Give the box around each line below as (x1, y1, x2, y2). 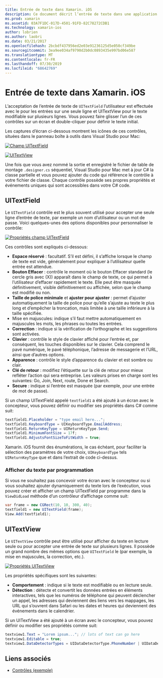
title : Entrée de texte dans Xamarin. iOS (5, 7, 92, 12)
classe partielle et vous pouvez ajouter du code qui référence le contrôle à (5, 172, 154, 178)
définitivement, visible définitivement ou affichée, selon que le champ (12, 284, 151, 290)
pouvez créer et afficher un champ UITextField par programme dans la (5, 488, 146, 494)
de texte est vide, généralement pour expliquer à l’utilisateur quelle (12, 258, 146, 264)
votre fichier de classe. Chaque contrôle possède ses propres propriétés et (5, 177, 155, 183)
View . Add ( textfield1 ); (5, 512, 51, 517)
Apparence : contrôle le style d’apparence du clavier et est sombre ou (12, 357, 153, 363)
